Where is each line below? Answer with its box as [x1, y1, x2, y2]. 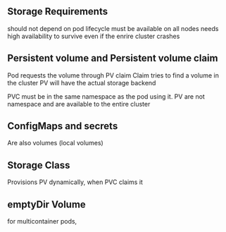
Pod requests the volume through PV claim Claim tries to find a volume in [7, 71, 220, 80]
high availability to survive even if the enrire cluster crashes [7, 32, 180, 40]
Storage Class [7, 159, 70, 171]
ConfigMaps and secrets [7, 120, 118, 133]
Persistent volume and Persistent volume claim [7, 52, 218, 64]
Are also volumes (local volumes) [7, 139, 103, 147]
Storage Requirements [7, 6, 108, 18]
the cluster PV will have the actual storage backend [7, 78, 156, 87]
